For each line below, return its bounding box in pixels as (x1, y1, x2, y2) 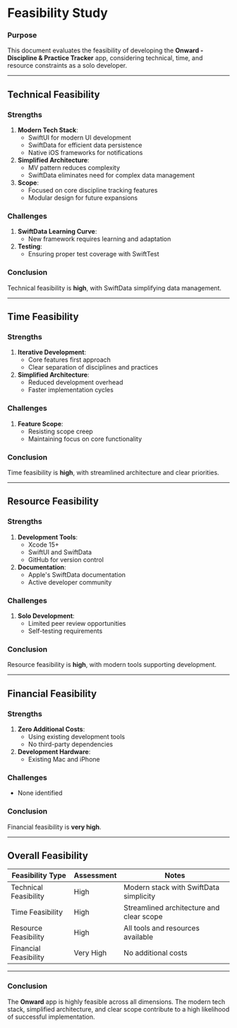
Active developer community (28, 578, 112, 586)
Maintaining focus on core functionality (28, 434, 142, 443)
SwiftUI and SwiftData (28, 547, 92, 556)
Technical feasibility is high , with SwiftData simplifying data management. (7, 283, 222, 292)
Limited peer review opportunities (28, 619, 126, 628)
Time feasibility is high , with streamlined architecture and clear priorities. (7, 469, 220, 477)
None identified (17, 789, 63, 797)
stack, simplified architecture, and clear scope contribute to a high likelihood (7, 1005, 230, 1013)
